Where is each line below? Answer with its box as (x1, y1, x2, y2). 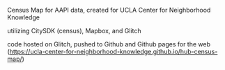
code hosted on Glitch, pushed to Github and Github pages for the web (7, 40, 211, 48)
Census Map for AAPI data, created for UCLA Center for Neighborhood (7, 6, 211, 14)
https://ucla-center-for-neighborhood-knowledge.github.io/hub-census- (9, 48, 218, 55)
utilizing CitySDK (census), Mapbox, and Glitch (7, 27, 141, 35)
